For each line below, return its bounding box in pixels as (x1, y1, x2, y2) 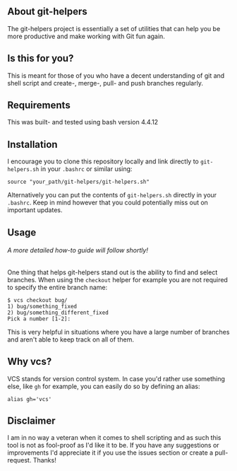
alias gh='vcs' (7, 395, 52, 402)
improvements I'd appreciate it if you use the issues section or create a (7, 448, 214, 457)
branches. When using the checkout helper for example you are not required (7, 275, 228, 284)
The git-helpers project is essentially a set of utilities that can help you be (7, 24, 221, 33)
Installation (7, 138, 58, 151)
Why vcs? (7, 356, 52, 368)
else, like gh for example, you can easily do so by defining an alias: (7, 382, 200, 390)
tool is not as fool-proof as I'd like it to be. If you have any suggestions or (7, 441, 220, 450)
